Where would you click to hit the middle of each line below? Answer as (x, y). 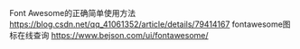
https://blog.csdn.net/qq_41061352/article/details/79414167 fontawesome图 (150, 24)
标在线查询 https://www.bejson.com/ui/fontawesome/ (109, 35)
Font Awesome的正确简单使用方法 (73, 13)
